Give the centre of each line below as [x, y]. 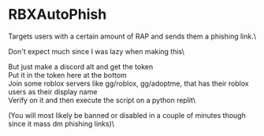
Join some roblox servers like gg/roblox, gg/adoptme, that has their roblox [129, 83]
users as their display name [53, 91]
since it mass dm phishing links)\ [61, 123]
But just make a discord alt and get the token [81, 66]
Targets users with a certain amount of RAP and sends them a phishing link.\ [132, 36]
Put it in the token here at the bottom [68, 75]
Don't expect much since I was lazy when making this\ [97, 51]
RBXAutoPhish [58, 15]
